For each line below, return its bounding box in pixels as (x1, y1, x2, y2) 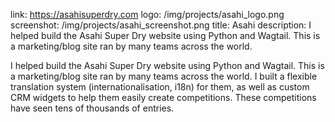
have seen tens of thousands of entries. (10, 102, 175, 114)
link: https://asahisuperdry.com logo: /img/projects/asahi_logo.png (10, 9, 285, 20)
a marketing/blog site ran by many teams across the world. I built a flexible (10, 70, 318, 82)
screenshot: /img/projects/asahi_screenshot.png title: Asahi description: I (10, 19, 312, 31)
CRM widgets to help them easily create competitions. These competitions (10, 92, 317, 103)
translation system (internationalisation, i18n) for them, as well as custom (10, 81, 310, 93)
